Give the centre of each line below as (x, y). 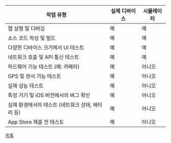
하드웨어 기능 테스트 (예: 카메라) (44, 67)
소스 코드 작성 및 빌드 (32, 38)
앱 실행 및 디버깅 (26, 28)
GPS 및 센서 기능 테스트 (35, 76)
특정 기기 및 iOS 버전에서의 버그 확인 (49, 95)
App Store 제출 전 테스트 (36, 122)
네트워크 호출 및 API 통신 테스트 (44, 57)
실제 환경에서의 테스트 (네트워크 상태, (50, 105)
